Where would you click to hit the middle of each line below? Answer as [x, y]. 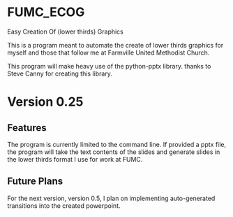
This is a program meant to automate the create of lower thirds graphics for [115, 45]
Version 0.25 [45, 102]
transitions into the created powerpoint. [64, 205]
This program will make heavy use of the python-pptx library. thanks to [109, 66]
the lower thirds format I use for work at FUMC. [75, 159]
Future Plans [35, 182]
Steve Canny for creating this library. [60, 73]
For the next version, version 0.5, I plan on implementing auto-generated [111, 198]
